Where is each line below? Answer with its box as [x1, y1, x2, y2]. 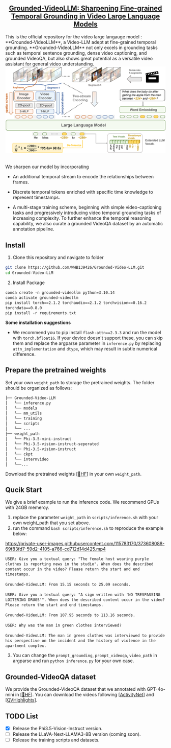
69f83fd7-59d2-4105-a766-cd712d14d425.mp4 [5, 546, 106, 552]
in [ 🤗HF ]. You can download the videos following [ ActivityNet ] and [15, 692, 154, 698]
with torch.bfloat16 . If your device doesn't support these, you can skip [12, 335, 163, 341]
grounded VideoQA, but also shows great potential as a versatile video [5, 55, 153, 61]
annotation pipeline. [12, 226, 54, 232]
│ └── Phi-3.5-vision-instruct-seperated [5, 441, 99, 447]
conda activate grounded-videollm [5, 295, 79, 300]
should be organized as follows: [5, 385, 72, 391]
